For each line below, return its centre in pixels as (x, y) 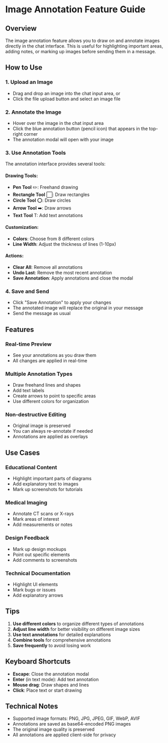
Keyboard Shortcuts (38, 662)
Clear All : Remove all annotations (48, 267)
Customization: (22, 227)
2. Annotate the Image (33, 112)
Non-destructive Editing (36, 415)
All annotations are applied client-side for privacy (64, 735)
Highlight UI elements (35, 584)
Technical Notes (32, 706)
